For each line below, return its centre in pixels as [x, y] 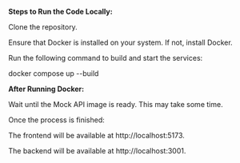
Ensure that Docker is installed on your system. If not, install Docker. [121, 42]
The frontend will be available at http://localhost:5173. [97, 135]
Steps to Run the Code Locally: [61, 12]
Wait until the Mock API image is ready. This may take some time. [116, 104]
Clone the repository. [43, 27]
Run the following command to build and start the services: [106, 58]
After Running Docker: [46, 89]
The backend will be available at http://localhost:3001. [97, 151]
